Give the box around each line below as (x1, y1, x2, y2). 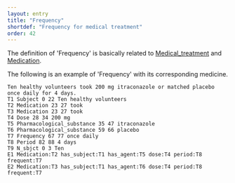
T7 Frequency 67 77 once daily (7, 133, 99, 140)
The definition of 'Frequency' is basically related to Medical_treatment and (7, 49, 222, 57)
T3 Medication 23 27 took (7, 108, 83, 116)
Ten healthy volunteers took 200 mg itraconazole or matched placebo (7, 83, 215, 91)
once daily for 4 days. (7, 90, 77, 97)
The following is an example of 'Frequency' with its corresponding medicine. (7, 70, 228, 79)
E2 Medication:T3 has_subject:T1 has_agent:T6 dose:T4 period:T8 (7, 163, 202, 170)
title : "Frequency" (7, 17, 65, 24)
